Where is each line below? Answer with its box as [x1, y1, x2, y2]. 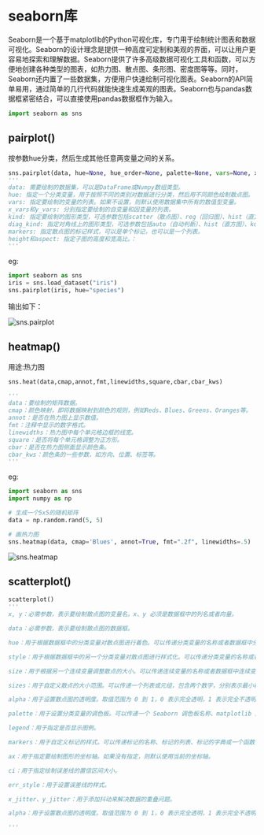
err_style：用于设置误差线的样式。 [8, 781, 111, 789]
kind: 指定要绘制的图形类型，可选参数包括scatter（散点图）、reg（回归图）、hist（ [8, 213, 248, 221]
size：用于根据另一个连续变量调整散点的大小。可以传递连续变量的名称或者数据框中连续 [8, 667, 251, 675]
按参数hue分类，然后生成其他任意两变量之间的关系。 [8, 153, 179, 162]
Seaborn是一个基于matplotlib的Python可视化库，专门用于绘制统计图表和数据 [8, 35, 256, 44]
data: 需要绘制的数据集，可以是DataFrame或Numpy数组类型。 [8, 184, 185, 191]
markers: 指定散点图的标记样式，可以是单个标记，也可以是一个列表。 [8, 228, 204, 236]
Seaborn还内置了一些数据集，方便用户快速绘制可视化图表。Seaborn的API [8, 74, 247, 83]
